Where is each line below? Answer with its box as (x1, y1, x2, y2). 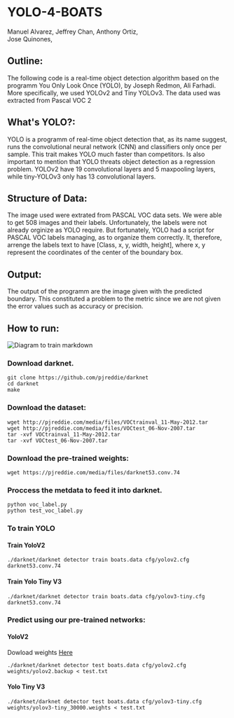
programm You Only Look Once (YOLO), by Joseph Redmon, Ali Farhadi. (7, 81, 216, 90)
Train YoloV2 (7, 541, 46, 549)
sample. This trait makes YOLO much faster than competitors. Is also (7, 150, 205, 158)
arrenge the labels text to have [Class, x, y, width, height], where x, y (7, 241, 205, 249)
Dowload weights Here (7, 648, 74, 656)
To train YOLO (7, 523, 56, 533)
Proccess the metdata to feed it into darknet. (7, 485, 163, 495)
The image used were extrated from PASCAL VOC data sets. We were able (7, 211, 222, 219)
